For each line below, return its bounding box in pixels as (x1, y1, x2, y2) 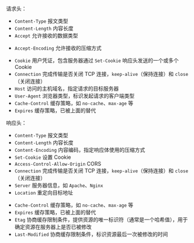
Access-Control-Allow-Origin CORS (14, 160, 101, 167)
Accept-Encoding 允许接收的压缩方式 (14, 44, 102, 51)
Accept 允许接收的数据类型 (14, 32, 78, 39)
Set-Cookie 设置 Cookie (14, 154, 71, 161)
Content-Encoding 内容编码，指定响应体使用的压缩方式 (14, 147, 145, 153)
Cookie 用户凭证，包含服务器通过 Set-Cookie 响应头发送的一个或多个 (14, 57, 179, 64)
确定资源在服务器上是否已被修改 (14, 224, 92, 230)
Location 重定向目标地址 (14, 189, 74, 196)
